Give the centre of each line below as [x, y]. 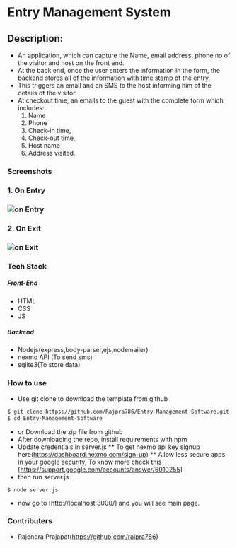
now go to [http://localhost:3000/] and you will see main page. [109, 503]
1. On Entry [27, 190]
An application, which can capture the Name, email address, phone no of [124, 55]
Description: [35, 39]
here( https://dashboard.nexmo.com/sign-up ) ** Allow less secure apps [121, 454]
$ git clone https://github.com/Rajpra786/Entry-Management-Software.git [118, 412]
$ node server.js [33, 490]
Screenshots [30, 171]
